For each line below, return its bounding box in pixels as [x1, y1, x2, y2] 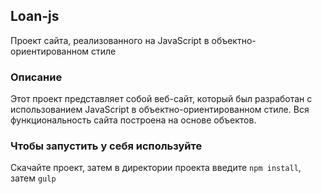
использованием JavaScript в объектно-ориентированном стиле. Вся [10, 104, 310, 116]
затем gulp [10, 172, 57, 184]
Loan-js [10, 8, 60, 25]
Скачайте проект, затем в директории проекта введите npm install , [10, 162, 302, 174]
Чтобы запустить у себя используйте [10, 139, 203, 153]
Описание [10, 70, 63, 84]
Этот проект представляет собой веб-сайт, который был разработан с [10, 93, 313, 105]
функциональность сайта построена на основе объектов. [10, 114, 257, 126]
